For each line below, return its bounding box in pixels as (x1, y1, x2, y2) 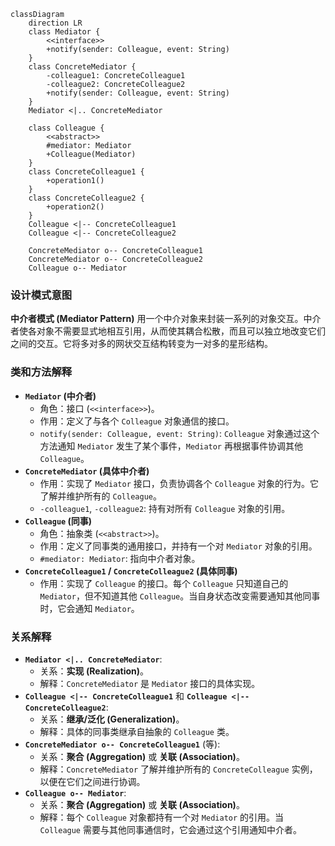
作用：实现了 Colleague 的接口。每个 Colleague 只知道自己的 (39, 577, 289, 589)
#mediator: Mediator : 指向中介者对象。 (39, 552, 201, 564)
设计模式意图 (10, 288, 73, 302)
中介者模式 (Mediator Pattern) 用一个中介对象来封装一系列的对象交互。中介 (10, 313, 322, 325)
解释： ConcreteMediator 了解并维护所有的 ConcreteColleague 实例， (39, 763, 318, 775)
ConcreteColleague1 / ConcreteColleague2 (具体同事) (24, 565, 238, 577)
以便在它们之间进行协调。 (39, 775, 146, 787)
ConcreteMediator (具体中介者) (24, 465, 150, 477)
